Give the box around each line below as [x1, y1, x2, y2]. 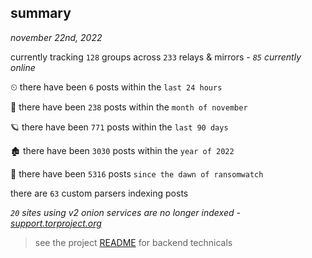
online [10, 61, 36, 73]
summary [10, 5, 72, 22]
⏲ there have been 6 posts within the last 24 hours [10, 81, 223, 93]
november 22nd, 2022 [10, 31, 103, 43]
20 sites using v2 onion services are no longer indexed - [10, 206, 241, 218]
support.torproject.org [10, 217, 102, 229]
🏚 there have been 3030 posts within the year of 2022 [10, 144, 235, 156]
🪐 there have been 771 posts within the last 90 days [10, 121, 229, 133]
